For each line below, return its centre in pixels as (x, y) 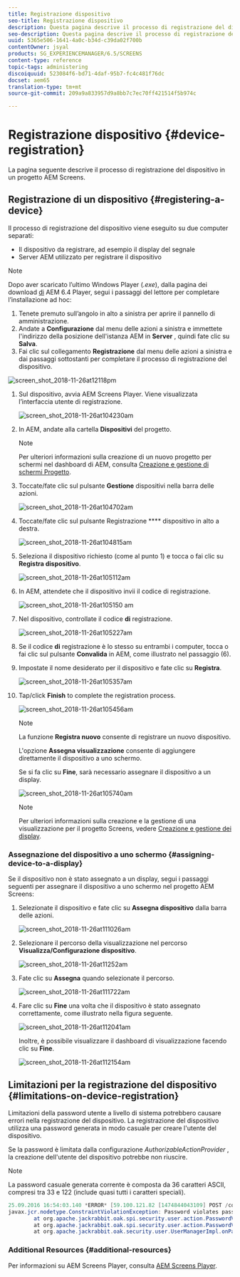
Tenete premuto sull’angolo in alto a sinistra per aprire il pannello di (117, 313)
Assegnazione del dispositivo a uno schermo (87, 854)
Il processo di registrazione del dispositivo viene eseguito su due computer (118, 228)
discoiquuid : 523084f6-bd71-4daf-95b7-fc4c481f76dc (86, 73)
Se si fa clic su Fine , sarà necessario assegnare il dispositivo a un (115, 772)
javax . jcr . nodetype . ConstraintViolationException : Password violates (114, 1211)
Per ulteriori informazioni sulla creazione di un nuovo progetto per (115, 457)
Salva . (28, 343)
